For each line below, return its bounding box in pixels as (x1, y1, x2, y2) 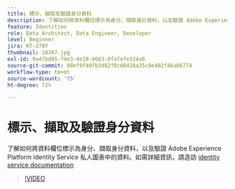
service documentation (7, 161, 74, 169)
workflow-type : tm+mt (7, 68, 71, 75)
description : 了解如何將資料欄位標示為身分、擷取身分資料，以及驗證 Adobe (7, 17, 203, 24)
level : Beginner (7, 36, 55, 43)
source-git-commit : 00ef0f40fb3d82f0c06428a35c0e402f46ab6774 (7, 62, 192, 69)
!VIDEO (24, 174, 45, 183)
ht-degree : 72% (7, 82, 52, 89)
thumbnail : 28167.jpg (7, 50, 71, 56)
